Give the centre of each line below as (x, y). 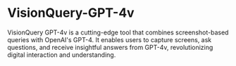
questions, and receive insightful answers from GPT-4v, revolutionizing (110, 47)
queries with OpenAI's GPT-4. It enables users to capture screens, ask (110, 39)
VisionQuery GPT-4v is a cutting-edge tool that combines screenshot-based (118, 32)
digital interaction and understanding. (62, 55)
